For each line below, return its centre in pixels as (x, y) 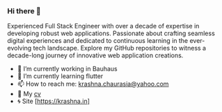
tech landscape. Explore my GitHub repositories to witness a (120, 48)
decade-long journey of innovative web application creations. (95, 55)
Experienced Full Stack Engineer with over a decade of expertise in (103, 26)
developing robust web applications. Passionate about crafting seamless (111, 33)
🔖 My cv (29, 94)
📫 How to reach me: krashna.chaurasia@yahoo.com (93, 84)
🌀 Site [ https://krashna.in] (54, 101)
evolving (19, 48)
